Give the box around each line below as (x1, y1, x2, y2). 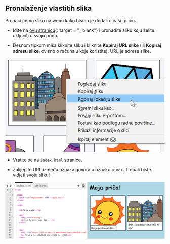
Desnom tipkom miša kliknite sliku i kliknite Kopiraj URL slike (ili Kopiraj (12, 42, 161, 48)
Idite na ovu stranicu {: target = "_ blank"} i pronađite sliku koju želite (12, 27, 155, 33)
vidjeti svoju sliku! (12, 172, 50, 178)
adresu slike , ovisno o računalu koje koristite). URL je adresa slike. (12, 47, 151, 54)
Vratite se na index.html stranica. (12, 157, 82, 163)
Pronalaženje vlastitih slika (5, 4, 92, 13)
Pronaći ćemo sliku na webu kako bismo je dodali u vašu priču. (5, 17, 136, 23)
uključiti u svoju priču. (12, 32, 58, 38)
